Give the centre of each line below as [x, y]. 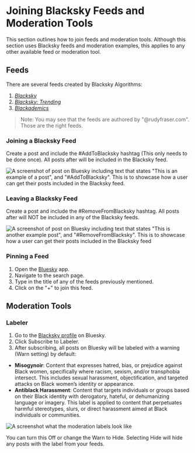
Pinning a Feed [27, 257]
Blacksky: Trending [38, 102]
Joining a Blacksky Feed [41, 140]
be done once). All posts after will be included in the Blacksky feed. [87, 160]
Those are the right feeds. [52, 125]
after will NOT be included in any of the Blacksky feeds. [73, 217]
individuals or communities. [48, 415]
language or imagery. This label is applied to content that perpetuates [98, 403]
